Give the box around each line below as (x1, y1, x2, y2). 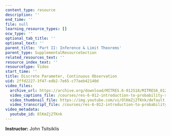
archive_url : (10, 88, 38, 93)
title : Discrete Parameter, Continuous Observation (5, 74, 117, 79)
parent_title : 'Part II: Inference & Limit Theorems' (5, 45, 122, 50)
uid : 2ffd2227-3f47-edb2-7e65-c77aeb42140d (5, 78, 99, 84)
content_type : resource (5, 7, 56, 13)
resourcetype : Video (5, 64, 49, 69)
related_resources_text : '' (5, 55, 65, 60)
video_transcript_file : (10, 102, 60, 107)
